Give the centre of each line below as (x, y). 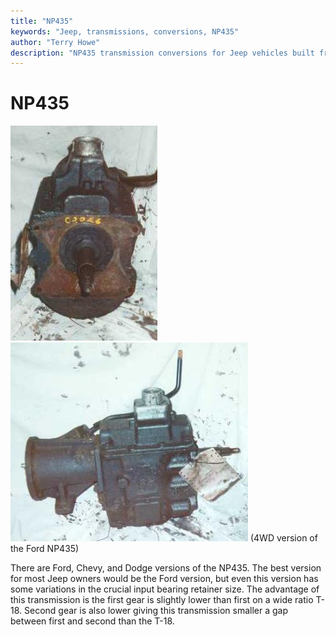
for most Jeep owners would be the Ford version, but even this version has (164, 579)
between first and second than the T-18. (92, 621)
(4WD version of (283, 538)
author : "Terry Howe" (55, 42)
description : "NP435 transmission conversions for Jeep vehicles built (162, 53)
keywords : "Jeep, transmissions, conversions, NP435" (125, 31)
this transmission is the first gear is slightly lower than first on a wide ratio (162, 600)
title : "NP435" (42, 21)
